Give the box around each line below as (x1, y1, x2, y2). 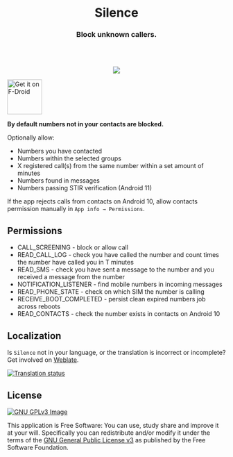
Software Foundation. (7, 443, 69, 451)
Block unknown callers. (76, 30, 157, 40)
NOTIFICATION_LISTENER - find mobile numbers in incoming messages (17, 280, 223, 289)
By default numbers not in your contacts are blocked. (7, 120, 164, 128)
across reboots (17, 302, 61, 310)
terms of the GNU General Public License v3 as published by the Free (7, 435, 206, 444)
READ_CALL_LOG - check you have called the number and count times (17, 251, 220, 259)
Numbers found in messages (17, 176, 101, 185)
